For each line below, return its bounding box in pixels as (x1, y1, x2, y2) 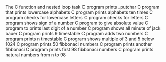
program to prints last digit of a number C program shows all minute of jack (5, 25, 161, 31)
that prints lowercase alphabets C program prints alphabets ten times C (5, 9, 153, 15)
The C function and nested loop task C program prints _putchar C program (5, 4, 160, 10)
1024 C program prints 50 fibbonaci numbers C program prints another (5, 41, 152, 47)
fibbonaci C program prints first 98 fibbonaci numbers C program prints (5, 47, 154, 52)
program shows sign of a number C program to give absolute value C (5, 20, 148, 26)
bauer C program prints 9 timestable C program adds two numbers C (5, 31, 148, 36)
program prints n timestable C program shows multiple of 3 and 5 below (5, 36, 154, 42)
